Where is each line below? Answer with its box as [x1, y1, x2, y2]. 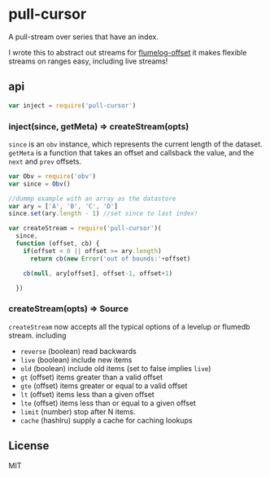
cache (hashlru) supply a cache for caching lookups [20, 415, 193, 425]
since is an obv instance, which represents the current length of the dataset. [8, 139, 263, 149]
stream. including [8, 330, 67, 340]
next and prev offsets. [8, 156, 82, 166]
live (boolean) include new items [20, 355, 133, 365]
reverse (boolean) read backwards [20, 346, 137, 356]
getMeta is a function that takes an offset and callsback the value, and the [8, 147, 255, 157]
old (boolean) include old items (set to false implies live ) [20, 363, 211, 373]
